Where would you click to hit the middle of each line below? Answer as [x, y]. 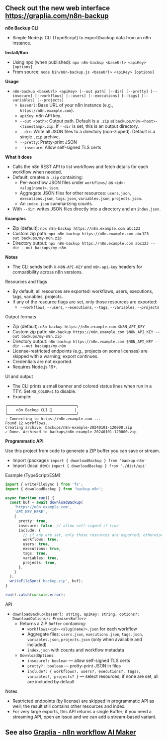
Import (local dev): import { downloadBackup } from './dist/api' [80, 465]
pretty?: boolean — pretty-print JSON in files [74, 665]
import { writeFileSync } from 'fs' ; [44, 484]
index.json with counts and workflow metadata [76, 650]
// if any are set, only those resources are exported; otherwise [93, 535]
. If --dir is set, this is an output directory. [96, 126]
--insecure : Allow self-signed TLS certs [60, 147]
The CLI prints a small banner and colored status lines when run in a [82, 386]
